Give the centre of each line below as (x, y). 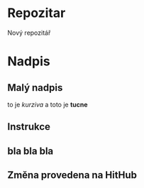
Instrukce (29, 127)
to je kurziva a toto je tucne (48, 104)
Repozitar (37, 13)
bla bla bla (31, 151)
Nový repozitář (29, 33)
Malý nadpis (35, 88)
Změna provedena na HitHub (72, 175)
